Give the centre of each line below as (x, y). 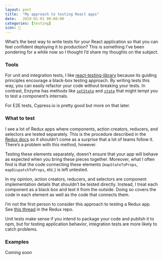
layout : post (18, 10)
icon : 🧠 (13, 28)
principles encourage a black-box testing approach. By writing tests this (77, 81)
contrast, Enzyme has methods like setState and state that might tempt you (81, 91)
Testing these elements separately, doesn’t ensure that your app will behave (82, 154)
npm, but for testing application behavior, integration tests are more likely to (81, 224)
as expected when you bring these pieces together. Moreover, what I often (80, 159)
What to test (20, 118)
